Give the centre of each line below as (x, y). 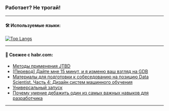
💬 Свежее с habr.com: (29, 55)
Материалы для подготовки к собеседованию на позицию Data (81, 77)
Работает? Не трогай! (33, 8)
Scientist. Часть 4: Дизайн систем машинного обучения (72, 82)
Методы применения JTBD (41, 66)
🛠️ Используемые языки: (33, 25)
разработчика (27, 98)
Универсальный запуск (37, 87)
